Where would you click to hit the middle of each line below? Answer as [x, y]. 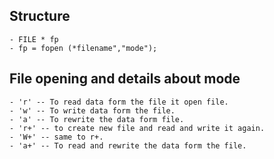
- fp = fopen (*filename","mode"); [83, 48]
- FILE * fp [34, 39]
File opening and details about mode [125, 79]
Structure [40, 16]
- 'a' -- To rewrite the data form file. [97, 119]
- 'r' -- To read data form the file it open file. [119, 102]
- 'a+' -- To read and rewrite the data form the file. [128, 145]
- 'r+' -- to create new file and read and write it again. [137, 128]
